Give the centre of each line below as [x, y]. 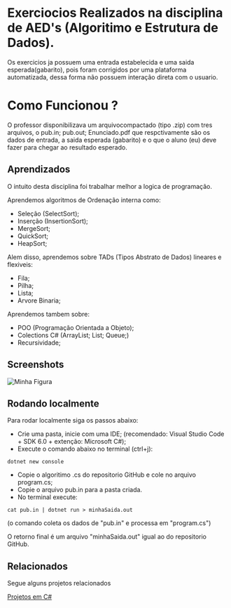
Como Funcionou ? [63, 106]
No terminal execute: [48, 497]
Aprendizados [39, 170]
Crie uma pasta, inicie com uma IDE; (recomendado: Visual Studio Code [121, 434]
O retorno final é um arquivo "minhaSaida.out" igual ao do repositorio [107, 537]
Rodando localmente [53, 403]
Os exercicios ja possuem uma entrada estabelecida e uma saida [101, 62]
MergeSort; [34, 228]
